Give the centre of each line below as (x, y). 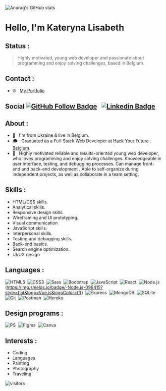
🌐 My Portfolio (28, 90)
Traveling (22, 374)
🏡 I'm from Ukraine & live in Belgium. (51, 135)
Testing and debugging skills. (42, 238)
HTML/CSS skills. (30, 202)
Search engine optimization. (41, 249)
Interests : (21, 341)
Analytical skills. (29, 207)
